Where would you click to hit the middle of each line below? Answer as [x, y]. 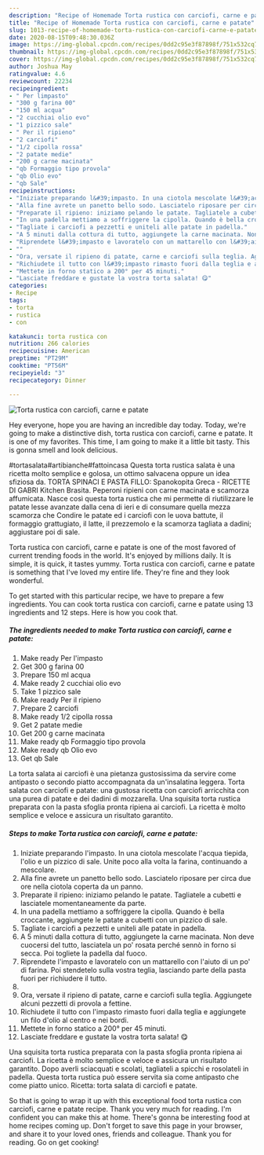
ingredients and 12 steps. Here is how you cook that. [94, 612]
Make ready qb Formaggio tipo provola [83, 742]
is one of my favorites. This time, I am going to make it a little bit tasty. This [129, 442]
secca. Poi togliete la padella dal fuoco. [83, 953]
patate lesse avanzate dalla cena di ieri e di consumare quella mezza [119, 507]
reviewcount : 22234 [41, 81]
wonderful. [26, 580]
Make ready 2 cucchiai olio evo [71, 684]
